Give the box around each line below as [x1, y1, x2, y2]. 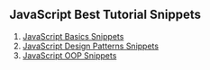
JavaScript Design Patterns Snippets [22, 40, 160, 51]
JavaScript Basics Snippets [22, 31, 124, 41]
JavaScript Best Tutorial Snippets [9, 7, 201, 22]
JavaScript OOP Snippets [22, 49, 117, 61]
